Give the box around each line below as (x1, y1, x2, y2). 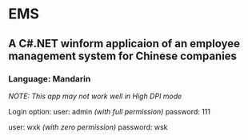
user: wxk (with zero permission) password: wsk (8, 122, 168, 132)
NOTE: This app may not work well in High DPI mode (8, 91, 182, 101)
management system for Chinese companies (8, 49, 238, 62)
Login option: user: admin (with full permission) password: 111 (8, 106, 210, 116)
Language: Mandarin (8, 73, 91, 84)
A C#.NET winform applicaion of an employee (8, 37, 241, 50)
